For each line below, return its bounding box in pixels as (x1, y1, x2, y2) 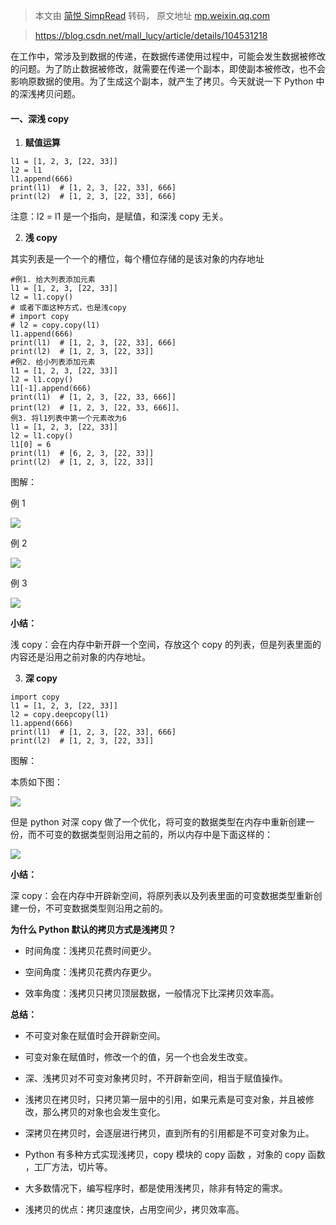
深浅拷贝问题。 (18, 88, 81, 99)
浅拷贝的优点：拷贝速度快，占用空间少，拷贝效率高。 (24, 1204, 245, 1216)
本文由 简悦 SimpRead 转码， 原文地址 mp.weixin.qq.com (34, 10, 271, 21)
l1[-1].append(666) (10, 384, 92, 394)
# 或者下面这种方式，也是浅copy (10, 303, 127, 313)
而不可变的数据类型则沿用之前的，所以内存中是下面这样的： (27, 829, 273, 841)
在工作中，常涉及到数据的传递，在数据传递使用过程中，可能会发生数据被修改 (10, 50, 326, 62)
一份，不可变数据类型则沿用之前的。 (18, 902, 168, 914)
